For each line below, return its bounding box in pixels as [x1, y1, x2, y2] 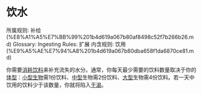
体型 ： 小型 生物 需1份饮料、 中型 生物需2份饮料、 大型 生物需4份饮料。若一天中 [6, 74, 195, 81]
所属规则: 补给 [6, 27, 41, 34]
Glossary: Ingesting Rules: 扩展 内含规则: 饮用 [13, 40, 126, 48]
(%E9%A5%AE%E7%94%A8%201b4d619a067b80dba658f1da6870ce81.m [6, 47, 194, 54]
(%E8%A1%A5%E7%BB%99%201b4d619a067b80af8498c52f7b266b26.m [6, 33, 194, 40]
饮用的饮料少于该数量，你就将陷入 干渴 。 [6, 81, 107, 88]
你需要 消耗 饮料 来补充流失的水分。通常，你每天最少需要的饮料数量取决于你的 [6, 66, 197, 73]
